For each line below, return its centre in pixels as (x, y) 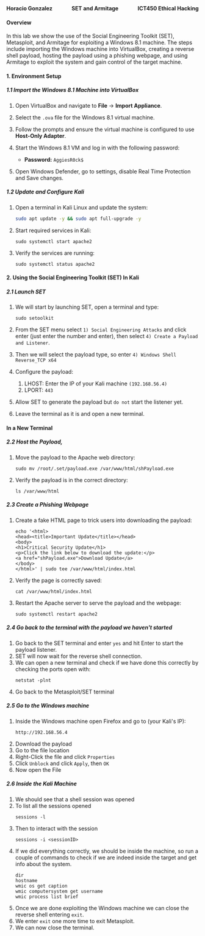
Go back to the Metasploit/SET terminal (65, 692)
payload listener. (36, 649)
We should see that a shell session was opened (75, 799)
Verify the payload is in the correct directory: (71, 480)
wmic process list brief (47, 896)
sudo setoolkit (34, 319)
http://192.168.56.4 (41, 732)
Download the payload (43, 744)
